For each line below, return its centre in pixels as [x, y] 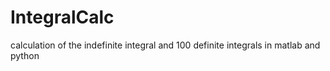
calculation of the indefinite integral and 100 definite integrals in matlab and [165, 45]
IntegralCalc [62, 17]
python [25, 55]
